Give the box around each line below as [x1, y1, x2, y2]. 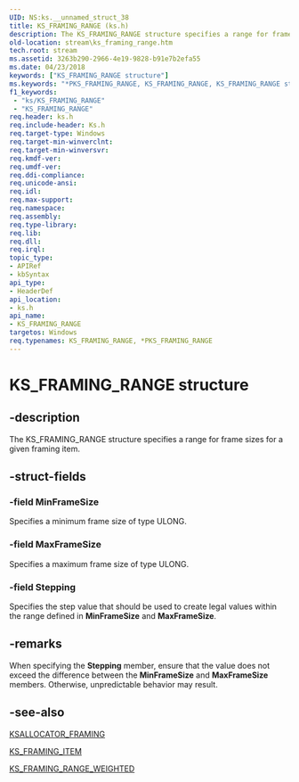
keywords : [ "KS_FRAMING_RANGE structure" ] [9, 71, 169, 80]
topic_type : [9, 253, 53, 263]
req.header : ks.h [9, 112, 74, 121]
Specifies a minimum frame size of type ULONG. [9, 516, 187, 527]
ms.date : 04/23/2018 [9, 63, 86, 72]
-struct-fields [9, 469, 86, 484]
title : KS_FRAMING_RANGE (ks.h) [9, 21, 129, 30]
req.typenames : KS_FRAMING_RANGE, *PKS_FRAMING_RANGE [9, 336, 214, 345]
